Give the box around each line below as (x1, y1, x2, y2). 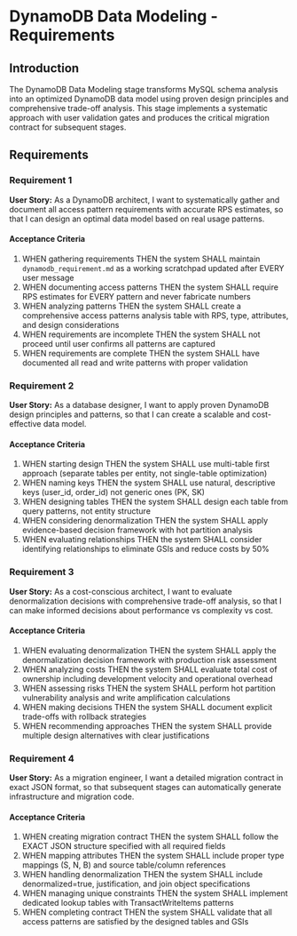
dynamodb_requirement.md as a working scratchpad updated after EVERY (21, 262, 285, 273)
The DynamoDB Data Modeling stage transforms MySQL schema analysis (9, 84, 278, 94)
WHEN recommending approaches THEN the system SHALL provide (21, 720, 272, 731)
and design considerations (21, 319, 120, 330)
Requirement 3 (9, 566, 74, 579)
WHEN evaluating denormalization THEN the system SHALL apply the (21, 644, 277, 655)
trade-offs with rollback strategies (21, 711, 147, 722)
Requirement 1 (9, 174, 73, 187)
